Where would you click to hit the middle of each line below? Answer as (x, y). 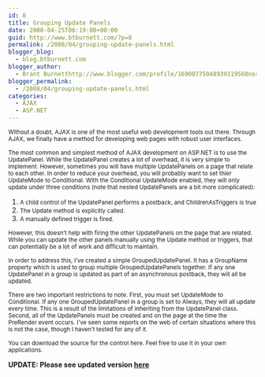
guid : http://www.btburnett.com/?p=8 (70, 37)
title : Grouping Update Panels (60, 23)
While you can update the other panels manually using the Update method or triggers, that (131, 240)
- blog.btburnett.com (51, 60)
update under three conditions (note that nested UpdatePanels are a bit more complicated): (132, 187)
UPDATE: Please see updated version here (79, 364)
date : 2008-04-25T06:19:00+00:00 (63, 30)
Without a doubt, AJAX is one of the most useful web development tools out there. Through (132, 132)
